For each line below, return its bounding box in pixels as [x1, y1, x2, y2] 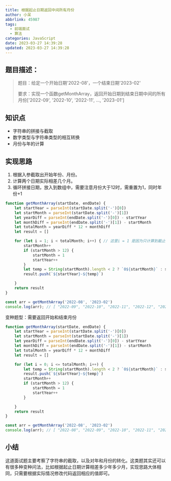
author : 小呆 [5, 12, 32, 17]
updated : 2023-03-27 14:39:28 [5, 45, 70, 50]
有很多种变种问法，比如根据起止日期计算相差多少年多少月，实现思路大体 [5, 464, 157, 470]
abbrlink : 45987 [5, 17, 40, 22]
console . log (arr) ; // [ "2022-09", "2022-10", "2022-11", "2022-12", [5, 304, 156, 309]
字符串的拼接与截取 [12, 128, 53, 134]
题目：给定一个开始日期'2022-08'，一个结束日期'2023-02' [17, 80, 141, 86]
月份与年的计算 [12, 141, 44, 147]
